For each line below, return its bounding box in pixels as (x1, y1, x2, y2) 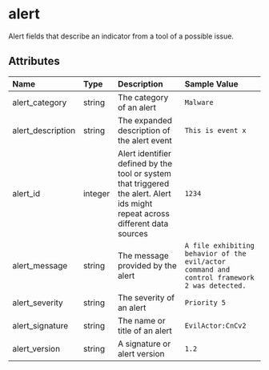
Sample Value (184, 78, 239, 89)
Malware (184, 98, 214, 107)
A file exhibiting (184, 241, 255, 250)
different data (117, 218, 169, 229)
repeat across (117, 207, 170, 219)
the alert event (117, 135, 172, 146)
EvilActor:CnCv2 (184, 321, 247, 330)
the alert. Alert (117, 187, 171, 199)
